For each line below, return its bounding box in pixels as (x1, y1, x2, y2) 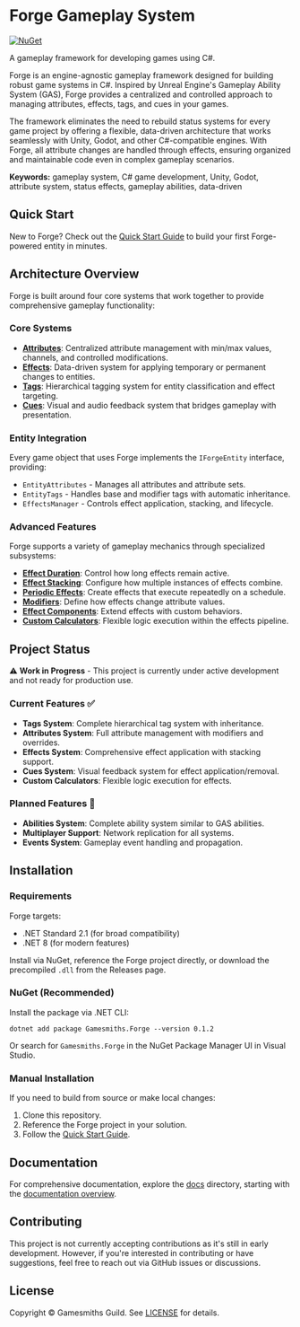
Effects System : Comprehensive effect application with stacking (21, 746, 261, 757)
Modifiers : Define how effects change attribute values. (21, 596, 226, 607)
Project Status (9, 641, 91, 656)
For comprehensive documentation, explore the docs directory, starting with (9, 1178, 290, 1190)
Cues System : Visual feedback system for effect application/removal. (21, 765, 279, 777)
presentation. (21, 409, 72, 420)
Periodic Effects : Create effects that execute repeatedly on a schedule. (21, 587, 287, 598)
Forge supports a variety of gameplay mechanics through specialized (9, 540, 266, 552)
